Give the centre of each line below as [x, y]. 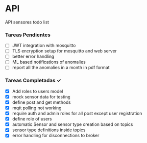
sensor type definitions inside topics [49, 130]
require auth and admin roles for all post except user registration [77, 114]
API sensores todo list [27, 22]
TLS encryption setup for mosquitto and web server [64, 51]
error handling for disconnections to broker [56, 136]
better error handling [33, 56]
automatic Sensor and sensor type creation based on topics [73, 124]
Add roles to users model [37, 91]
